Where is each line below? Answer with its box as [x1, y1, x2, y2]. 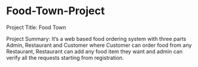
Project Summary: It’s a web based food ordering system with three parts [6, 35, 187, 42]
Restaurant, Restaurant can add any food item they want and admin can [6, 47, 183, 55]
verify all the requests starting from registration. [6, 54, 124, 61]
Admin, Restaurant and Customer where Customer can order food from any [6, 42, 192, 49]
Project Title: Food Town [6, 24, 66, 31]
